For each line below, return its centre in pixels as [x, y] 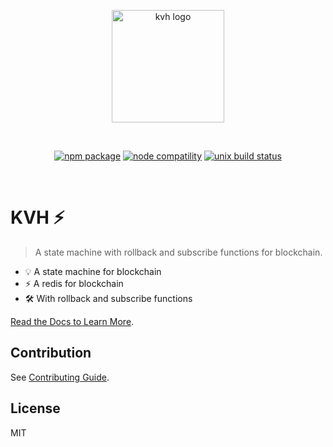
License [35, 408]
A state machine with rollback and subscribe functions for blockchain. [178, 252]
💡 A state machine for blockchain [93, 271]
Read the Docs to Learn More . [72, 321]
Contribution [51, 353]
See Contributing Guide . [60, 377]
